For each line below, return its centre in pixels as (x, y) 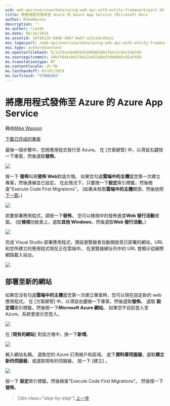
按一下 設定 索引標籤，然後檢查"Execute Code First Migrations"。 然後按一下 (84, 381)
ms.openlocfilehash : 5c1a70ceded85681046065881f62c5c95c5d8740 (73, 52)
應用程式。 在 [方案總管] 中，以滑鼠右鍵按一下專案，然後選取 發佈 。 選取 (80, 301)
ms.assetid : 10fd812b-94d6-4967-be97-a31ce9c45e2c (60, 38)
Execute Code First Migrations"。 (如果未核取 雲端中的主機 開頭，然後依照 (88, 189)
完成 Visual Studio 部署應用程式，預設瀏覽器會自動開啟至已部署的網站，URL (84, 242)
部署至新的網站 (29, 282)
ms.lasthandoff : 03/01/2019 (35, 71)
